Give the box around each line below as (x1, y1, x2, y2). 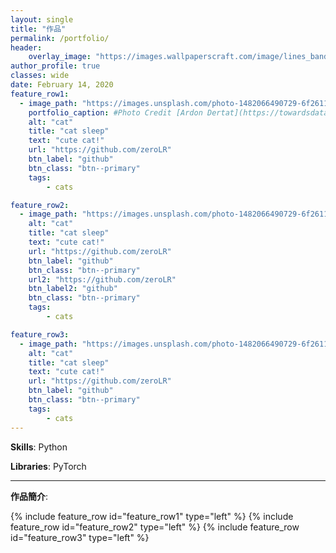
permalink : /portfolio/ (10, 33, 110, 43)
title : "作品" (10, 24, 67, 34)
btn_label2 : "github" (28, 284, 118, 294)
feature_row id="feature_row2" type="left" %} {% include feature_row (10, 521, 300, 533)
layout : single (10, 14, 74, 25)
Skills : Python (10, 441, 68, 453)
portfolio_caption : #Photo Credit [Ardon (28, 107, 203, 118)
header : (10, 42, 43, 53)
